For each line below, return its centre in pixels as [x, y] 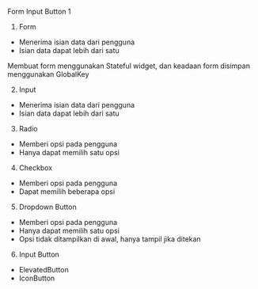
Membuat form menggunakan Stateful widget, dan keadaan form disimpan [129, 66]
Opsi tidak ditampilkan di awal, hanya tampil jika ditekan [110, 239]
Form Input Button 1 [39, 11]
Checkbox [36, 168]
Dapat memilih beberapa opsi [67, 192]
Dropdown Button [47, 207]
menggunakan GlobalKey [48, 74]
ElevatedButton [44, 270]
